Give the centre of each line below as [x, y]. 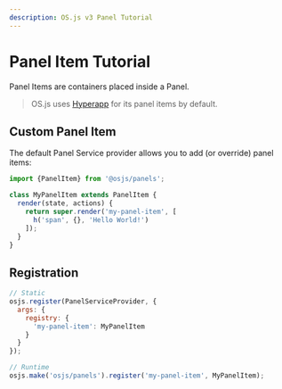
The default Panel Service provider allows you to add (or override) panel [141, 153]
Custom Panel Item [63, 132]
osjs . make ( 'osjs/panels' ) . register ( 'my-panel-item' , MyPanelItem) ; [137, 376]
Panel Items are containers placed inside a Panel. [99, 87]
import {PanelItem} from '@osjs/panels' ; [87, 179]
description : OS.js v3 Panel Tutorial [81, 17]
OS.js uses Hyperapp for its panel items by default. [124, 103]
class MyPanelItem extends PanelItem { [83, 195]
